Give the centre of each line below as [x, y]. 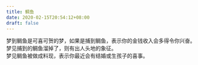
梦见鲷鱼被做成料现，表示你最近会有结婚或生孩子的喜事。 [77, 56]
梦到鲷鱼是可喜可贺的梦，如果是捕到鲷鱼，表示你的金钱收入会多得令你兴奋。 [101, 41]
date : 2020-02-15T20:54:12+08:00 [48, 17]
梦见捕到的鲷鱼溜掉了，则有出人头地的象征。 [61, 48]
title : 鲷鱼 [20, 12]
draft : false [22, 23]
